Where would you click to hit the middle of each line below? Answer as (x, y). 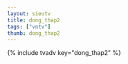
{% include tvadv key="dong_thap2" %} (64, 53)
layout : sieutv (29, 14)
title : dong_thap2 (34, 20)
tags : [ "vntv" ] (29, 26)
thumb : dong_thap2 (34, 33)
